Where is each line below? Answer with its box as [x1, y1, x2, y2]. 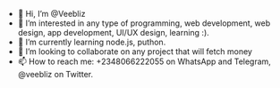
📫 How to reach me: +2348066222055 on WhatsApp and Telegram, [17, 56, 271, 67]
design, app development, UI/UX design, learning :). [17, 28, 210, 37]
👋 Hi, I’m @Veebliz [17, 9, 86, 19]
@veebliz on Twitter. [17, 69, 94, 79]
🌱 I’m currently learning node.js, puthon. [17, 36, 166, 47]
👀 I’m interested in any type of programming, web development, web [17, 18, 271, 28]
